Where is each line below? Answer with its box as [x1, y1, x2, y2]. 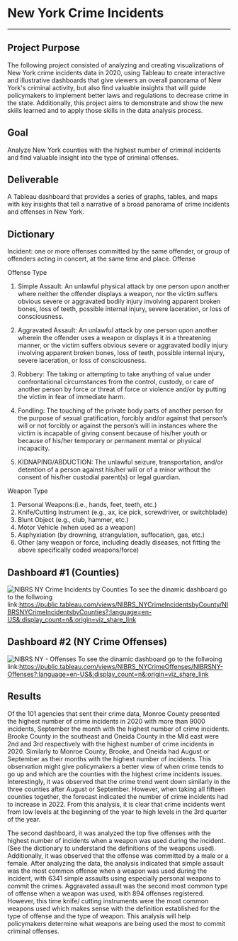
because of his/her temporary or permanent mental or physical [17, 437, 202, 445]
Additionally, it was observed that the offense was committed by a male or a [7, 851, 229, 860]
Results [7, 690, 42, 702]
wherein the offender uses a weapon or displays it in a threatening [17, 334, 211, 342]
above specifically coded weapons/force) [17, 545, 140, 555]
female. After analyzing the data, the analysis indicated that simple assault [7, 859, 225, 867]
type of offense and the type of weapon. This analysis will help [7, 911, 191, 920]
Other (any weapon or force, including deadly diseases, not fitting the [17, 538, 221, 547]
